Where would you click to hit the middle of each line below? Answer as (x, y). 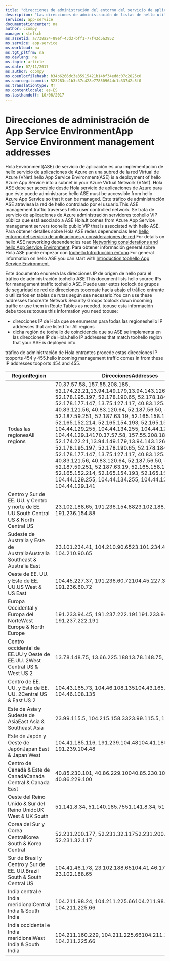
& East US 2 (22, 700)
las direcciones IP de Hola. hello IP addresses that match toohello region (87, 337)
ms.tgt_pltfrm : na (25, 52)
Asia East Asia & (26, 722)
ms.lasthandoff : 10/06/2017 (35, 95)
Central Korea (24, 837)
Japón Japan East (29, 749)
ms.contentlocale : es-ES (31, 90)
